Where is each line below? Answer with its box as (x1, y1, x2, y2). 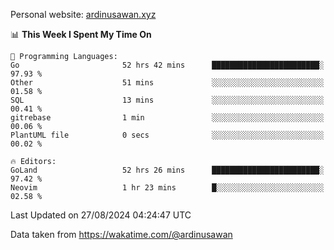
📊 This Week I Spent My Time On (10, 29, 152, 40)
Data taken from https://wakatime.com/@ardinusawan (10, 229, 233, 240)
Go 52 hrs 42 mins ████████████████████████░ (10, 60, 325, 70)
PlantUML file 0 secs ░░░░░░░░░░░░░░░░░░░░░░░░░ (10, 130, 325, 140)
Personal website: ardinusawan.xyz (10, 9, 157, 20)
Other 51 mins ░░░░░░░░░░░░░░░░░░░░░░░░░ (10, 78, 325, 88)
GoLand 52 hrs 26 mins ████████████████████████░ (10, 165, 325, 175)
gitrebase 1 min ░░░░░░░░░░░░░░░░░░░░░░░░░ (10, 113, 325, 123)
